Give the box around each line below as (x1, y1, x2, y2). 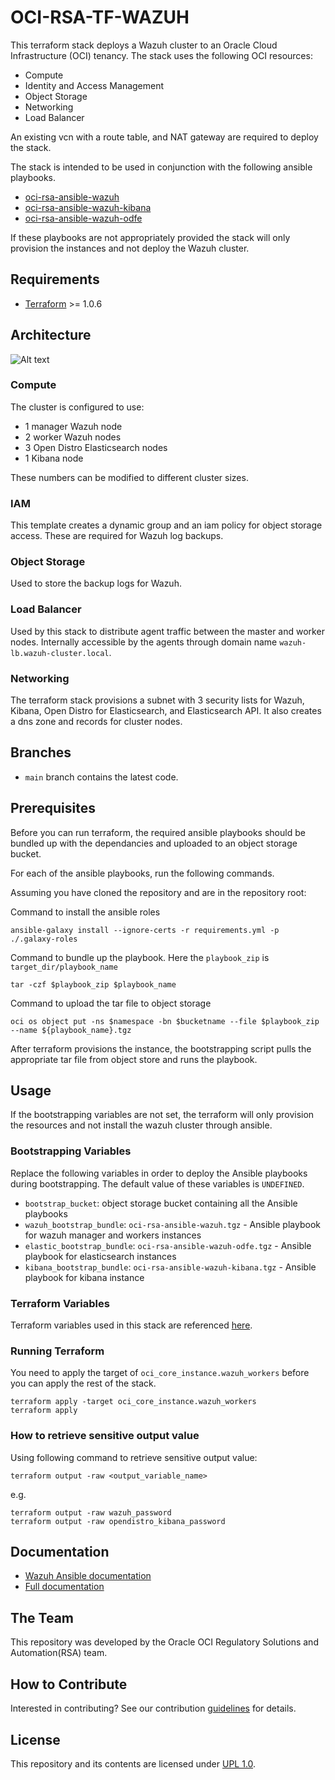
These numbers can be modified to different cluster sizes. (10, 471, 249, 483)
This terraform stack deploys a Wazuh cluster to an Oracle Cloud (10, 39, 278, 51)
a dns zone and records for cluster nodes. (10, 716, 183, 728)
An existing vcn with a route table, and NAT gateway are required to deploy (10, 131, 319, 143)
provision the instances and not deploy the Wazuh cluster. (10, 242, 250, 254)
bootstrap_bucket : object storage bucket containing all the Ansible (24, 1197, 298, 1209)
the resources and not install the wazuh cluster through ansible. (10, 1119, 273, 1131)
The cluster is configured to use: (10, 401, 145, 413)
